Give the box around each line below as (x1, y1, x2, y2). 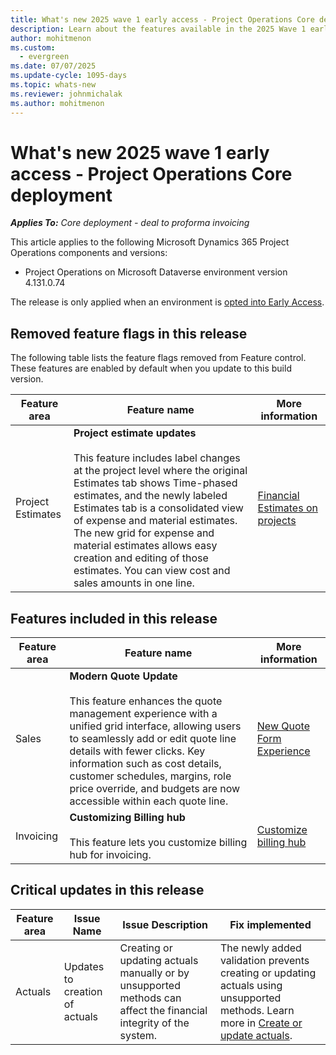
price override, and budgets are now (69, 782, 241, 796)
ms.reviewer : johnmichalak (10, 89, 123, 99)
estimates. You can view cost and (73, 564, 231, 578)
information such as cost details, (69, 757, 222, 771)
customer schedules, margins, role (69, 769, 232, 783)
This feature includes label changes (73, 451, 241, 465)
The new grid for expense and (73, 526, 215, 540)
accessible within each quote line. (69, 794, 229, 808)
